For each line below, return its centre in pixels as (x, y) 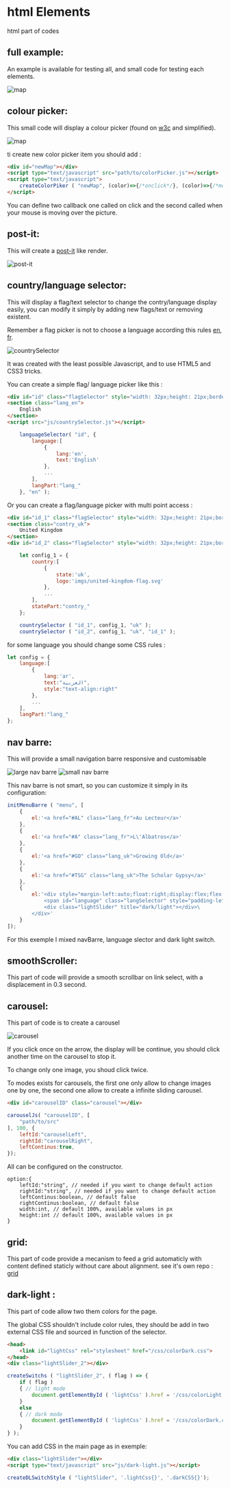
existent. (19, 317)
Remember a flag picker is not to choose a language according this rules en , (115, 330)
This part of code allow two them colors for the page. (82, 1311)
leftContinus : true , (47, 1147)
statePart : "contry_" (61, 607)
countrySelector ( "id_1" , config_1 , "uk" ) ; (86, 625)
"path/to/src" (39, 1121)
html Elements (49, 12)
